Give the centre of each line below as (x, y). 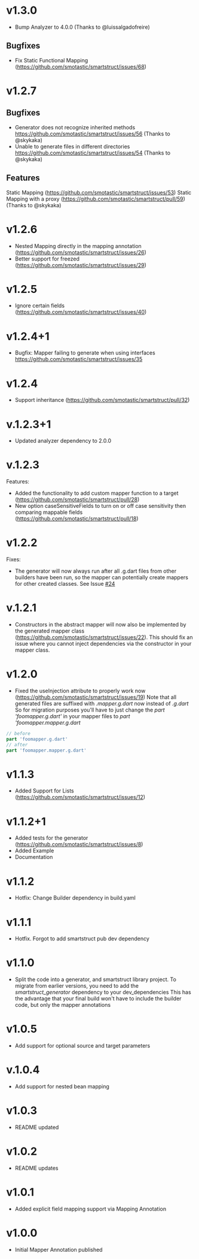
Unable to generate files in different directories (72, 146)
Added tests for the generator (51, 838)
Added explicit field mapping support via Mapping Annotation (90, 1209)
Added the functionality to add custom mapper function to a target (97, 493)
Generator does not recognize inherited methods (75, 127)
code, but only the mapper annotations (63, 1005)
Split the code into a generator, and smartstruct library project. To (95, 979)
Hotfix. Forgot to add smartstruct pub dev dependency (82, 939)
